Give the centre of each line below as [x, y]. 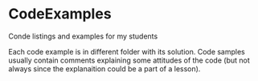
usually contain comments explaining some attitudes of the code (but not [129, 60]
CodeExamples [60, 14]
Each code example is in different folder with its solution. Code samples [127, 51]
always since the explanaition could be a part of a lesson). [104, 68]
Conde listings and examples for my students [83, 36]
